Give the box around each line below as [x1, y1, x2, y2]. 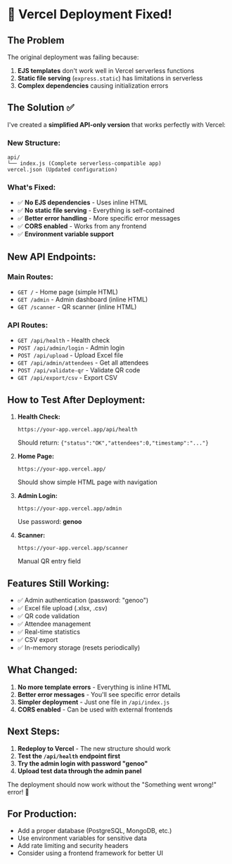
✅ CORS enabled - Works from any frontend [17, 222, 147, 230]
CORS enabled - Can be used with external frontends [17, 705, 173, 714]
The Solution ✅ [7, 102, 75, 114]
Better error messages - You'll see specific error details [17, 690, 181, 698]
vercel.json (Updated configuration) [7, 166, 118, 174]
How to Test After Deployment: [7, 393, 146, 406]
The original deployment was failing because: [7, 53, 139, 61]
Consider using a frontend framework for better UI [17, 849, 164, 858]
